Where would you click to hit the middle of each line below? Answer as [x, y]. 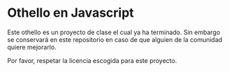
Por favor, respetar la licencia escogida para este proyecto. [92, 60]
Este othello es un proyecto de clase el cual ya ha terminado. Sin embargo [114, 32]
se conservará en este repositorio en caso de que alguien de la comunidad [115, 39]
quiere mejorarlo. [32, 47]
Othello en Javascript [71, 13]
